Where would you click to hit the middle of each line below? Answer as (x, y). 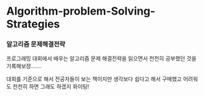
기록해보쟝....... (24, 66)
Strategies (33, 24)
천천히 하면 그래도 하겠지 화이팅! (51, 87)
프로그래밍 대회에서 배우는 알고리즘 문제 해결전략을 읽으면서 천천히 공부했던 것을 (101, 58)
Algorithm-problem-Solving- (81, 11)
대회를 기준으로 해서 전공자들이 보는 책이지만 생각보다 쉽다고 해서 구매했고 (94, 79)
